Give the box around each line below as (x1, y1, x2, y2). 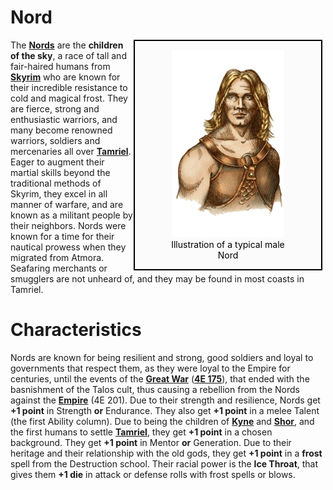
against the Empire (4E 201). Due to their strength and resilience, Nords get (10, 394, 321, 406)
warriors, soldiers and (10, 134, 101, 146)
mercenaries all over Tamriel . (10, 145, 132, 157)
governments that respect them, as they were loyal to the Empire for (10, 362, 291, 374)
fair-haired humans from (10, 60, 111, 72)
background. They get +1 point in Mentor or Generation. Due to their (10, 436, 292, 448)
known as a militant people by (10, 209, 133, 221)
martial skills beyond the (10, 166, 111, 178)
